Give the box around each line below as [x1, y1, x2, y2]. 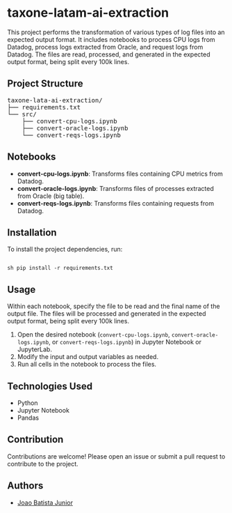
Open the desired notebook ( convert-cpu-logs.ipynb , [17, 330, 170, 339]
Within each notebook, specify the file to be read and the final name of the [7, 302, 220, 311]
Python [17, 399, 38, 407]
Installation [7, 227, 57, 238]
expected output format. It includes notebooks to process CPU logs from [7, 35, 215, 43]
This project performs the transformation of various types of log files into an [7, 28, 225, 36]
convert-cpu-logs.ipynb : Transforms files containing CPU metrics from [17, 169, 224, 178]
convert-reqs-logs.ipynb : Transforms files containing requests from [17, 199, 214, 207]
